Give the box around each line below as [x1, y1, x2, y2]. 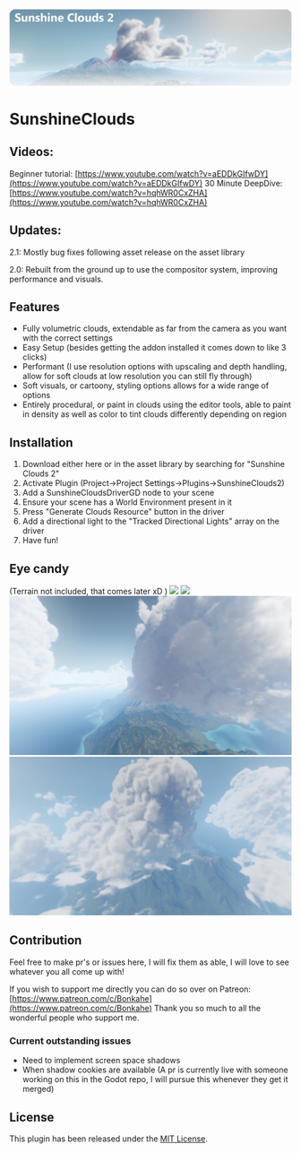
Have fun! [21, 535, 59, 546]
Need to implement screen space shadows [21, 1055, 181, 1066]
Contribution [9, 932, 82, 949]
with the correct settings [21, 333, 114, 343]
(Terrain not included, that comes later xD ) [9, 586, 168, 597]
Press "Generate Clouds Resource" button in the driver [21, 507, 225, 517]
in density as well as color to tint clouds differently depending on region [21, 409, 287, 420]
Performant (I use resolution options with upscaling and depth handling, [21, 361, 288, 372]
